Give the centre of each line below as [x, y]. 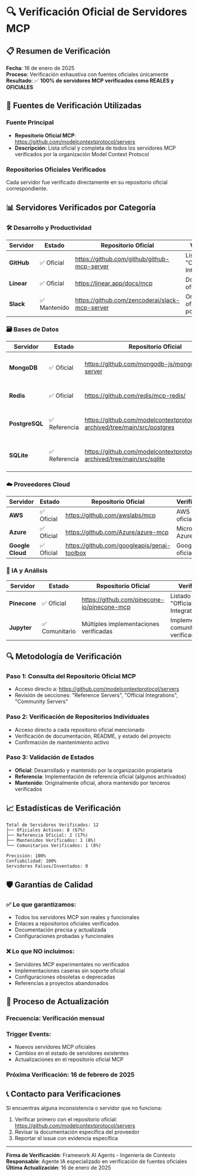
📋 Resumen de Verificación [58, 51]
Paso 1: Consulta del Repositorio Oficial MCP [71, 676]
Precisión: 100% [26, 855]
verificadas [97, 631]
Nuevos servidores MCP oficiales [55, 1047]
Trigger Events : [29, 1034]
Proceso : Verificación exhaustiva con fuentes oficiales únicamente [88, 74]
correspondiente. [27, 188]
